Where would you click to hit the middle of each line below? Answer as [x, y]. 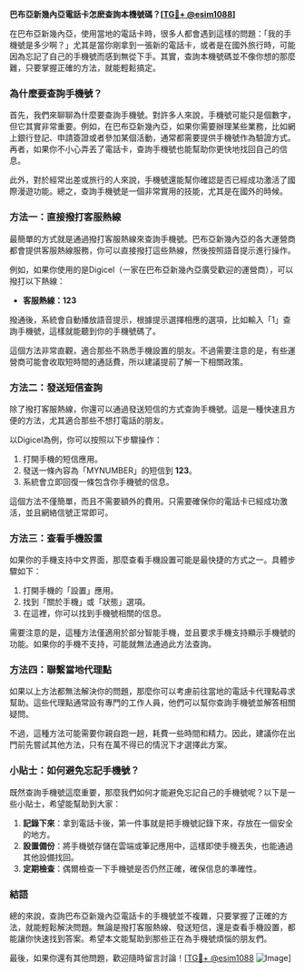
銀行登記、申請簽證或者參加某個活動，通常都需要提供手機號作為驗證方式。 [156, 138]
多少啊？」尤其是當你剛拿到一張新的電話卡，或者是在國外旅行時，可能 [164, 45]
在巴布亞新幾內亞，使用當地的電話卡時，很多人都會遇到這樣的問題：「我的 [147, 34]
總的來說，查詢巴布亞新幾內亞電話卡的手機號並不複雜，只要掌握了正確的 [144, 916]
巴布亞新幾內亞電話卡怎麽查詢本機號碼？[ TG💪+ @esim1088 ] [123, 14]
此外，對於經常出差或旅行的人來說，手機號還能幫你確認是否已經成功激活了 [148, 180]
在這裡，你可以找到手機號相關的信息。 [94, 613]
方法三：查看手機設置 [56, 538]
